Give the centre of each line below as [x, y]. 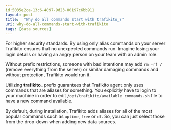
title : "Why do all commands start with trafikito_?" [65, 19]
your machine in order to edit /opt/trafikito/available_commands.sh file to [84, 96]
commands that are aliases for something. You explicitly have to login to [81, 90]
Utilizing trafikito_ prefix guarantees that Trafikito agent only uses [75, 85]
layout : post [19, 15]
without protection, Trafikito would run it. [48, 75]
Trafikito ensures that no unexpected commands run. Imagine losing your [82, 49]
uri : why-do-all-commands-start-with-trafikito [57, 24]
